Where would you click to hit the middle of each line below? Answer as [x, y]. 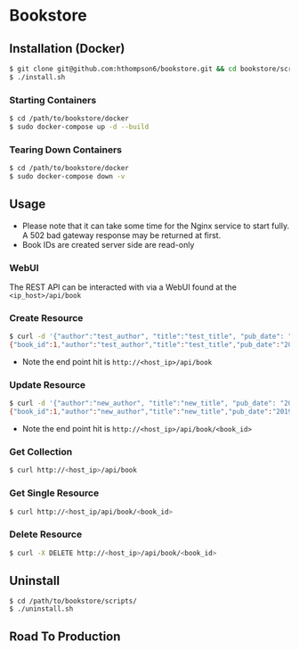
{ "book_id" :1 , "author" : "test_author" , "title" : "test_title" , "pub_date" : [145, 345]
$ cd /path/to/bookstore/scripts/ [73, 601]
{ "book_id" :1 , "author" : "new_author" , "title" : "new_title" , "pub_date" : [141, 412]
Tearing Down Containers [66, 150]
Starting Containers [53, 100]
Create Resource [46, 317]
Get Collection [41, 451]
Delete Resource [46, 534]
